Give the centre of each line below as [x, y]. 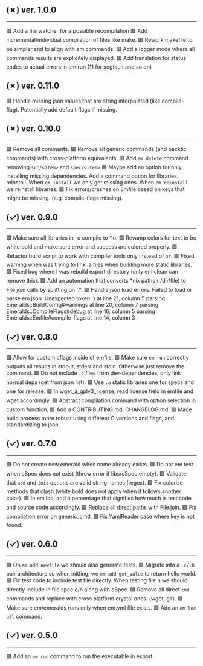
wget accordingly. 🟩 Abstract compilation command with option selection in [101, 400]
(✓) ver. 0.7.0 [31, 444]
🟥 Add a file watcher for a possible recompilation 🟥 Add [77, 30]
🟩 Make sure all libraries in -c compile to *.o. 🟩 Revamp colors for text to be [101, 238]
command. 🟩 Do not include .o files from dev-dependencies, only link [94, 373]
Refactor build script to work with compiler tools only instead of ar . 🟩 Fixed [100, 256]
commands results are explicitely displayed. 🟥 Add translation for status [96, 58]
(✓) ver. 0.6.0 [32, 544]
